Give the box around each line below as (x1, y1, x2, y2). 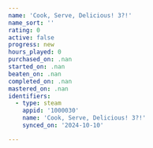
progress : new (8, 41, 55, 49)
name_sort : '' (8, 19, 55, 27)
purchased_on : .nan (8, 56, 73, 64)
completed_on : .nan (8, 77, 73, 85)
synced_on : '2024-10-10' (22, 121, 104, 129)
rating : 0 (8, 26, 41, 34)
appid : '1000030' (22, 107, 80, 115)
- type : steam (15, 99, 62, 107)
